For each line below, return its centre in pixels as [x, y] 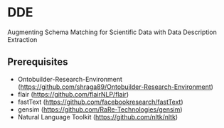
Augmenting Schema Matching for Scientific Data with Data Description [112, 32]
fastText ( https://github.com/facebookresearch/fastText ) [100, 102]
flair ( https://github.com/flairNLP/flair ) [73, 94]
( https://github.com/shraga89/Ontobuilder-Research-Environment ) [115, 87]
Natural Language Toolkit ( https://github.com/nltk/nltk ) [98, 117]
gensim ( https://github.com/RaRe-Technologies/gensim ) [100, 109]
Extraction [22, 39]
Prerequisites [38, 62]
